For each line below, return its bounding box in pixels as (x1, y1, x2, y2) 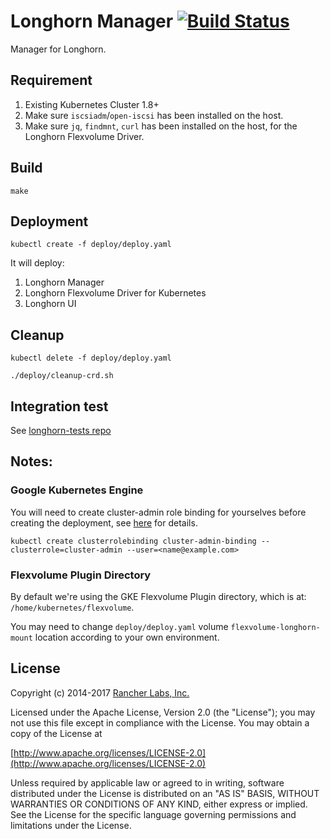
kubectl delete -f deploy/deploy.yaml (10, 353, 172, 364)
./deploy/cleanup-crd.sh (10, 371, 114, 381)
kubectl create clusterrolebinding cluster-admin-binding (10, 536, 257, 546)
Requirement (10, 72, 93, 89)
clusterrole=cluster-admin (10, 545, 123, 555)
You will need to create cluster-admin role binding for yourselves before (10, 506, 307, 518)
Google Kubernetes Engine (10, 483, 144, 497)
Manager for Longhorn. (10, 43, 107, 55)
